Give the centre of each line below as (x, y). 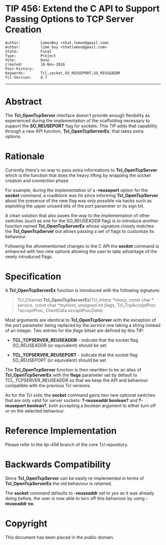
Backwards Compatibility (58, 464)
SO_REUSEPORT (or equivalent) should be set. (60, 360)
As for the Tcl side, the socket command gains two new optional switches (80, 395)
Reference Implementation (61, 431)
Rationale (25, 157)
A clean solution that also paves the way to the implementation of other (78, 215)
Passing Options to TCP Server (70, 19)
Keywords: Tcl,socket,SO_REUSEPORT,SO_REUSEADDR (63, 73)
